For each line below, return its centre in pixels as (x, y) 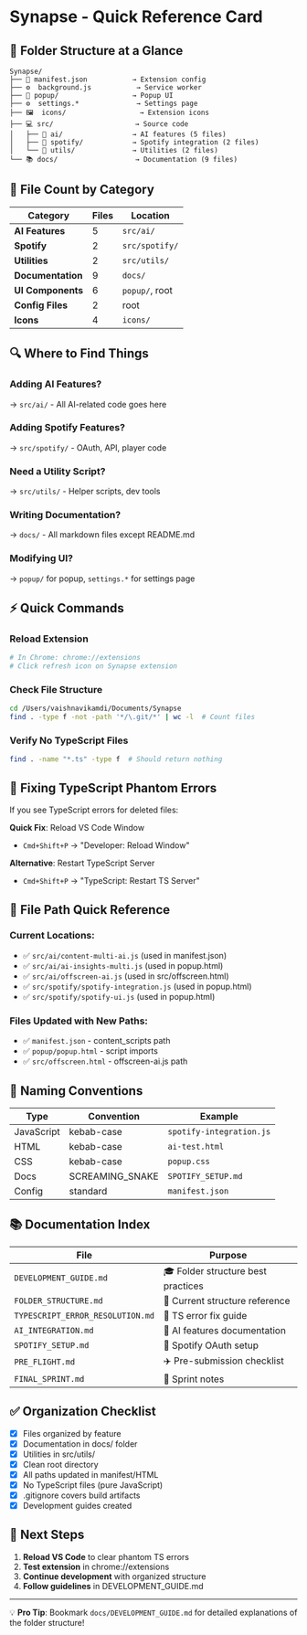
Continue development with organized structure (114, 1576)
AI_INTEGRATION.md (54, 1330)
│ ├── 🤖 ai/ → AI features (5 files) (118, 134)
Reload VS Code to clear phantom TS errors (106, 1556)
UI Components (49, 290)
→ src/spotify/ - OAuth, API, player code (88, 447)
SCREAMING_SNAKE (114, 1176)
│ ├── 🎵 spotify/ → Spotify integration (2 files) (134, 143)
